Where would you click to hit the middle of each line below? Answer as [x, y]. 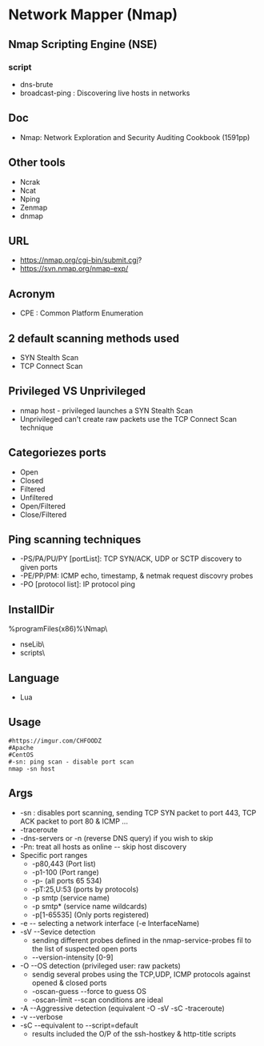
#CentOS [21, 755]
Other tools [37, 163]
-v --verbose [41, 1016]
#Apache [21, 747]
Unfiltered [36, 497]
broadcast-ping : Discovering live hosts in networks [105, 93]
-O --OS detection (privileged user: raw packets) [100, 965]
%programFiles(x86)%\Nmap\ [58, 629]
